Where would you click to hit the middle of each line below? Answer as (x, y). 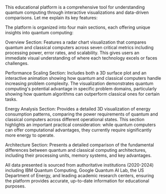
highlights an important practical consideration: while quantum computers (81, 125)
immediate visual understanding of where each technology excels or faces (81, 58)
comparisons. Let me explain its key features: (51, 18)
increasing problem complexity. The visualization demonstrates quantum (79, 83)
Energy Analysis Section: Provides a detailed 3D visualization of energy (78, 109)
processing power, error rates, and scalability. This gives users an (72, 53)
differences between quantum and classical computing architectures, (76, 150)
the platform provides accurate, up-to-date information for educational (77, 181)
